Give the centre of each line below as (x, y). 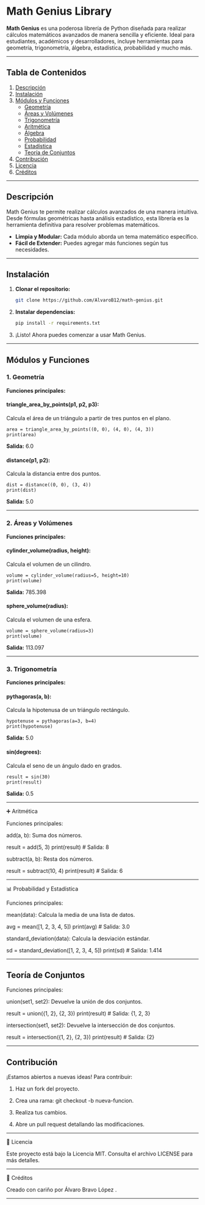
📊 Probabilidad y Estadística (42, 889)
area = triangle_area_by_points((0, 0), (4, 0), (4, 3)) (80, 429)
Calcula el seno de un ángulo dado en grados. (64, 765)
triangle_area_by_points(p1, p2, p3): (53, 404)
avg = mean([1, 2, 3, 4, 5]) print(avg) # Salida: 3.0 (68, 926)
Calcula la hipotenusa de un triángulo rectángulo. (68, 710)
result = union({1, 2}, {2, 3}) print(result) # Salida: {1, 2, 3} (78, 1014)
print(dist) (21, 491)
